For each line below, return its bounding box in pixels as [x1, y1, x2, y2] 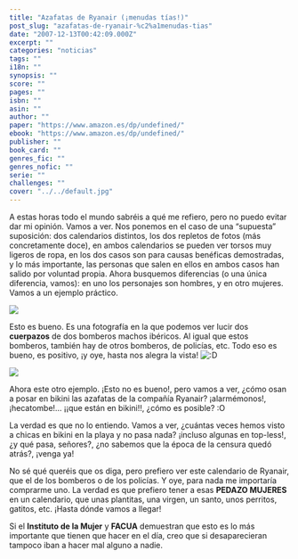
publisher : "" [9, 137, 62, 146]
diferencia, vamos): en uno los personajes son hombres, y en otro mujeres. [9, 278, 284, 288]
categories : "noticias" [9, 46, 98, 55]
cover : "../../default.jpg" [9, 187, 114, 196]
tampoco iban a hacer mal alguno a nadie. [9, 540, 163, 550]
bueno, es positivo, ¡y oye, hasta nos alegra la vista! [9, 349, 198, 360]
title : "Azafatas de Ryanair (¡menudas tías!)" [9, 12, 189, 22]
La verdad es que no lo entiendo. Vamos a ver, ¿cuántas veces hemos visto [9, 420, 286, 431]
